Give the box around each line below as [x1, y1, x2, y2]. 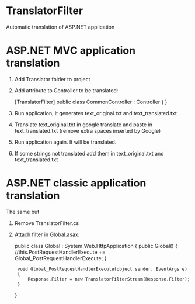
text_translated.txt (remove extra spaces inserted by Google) [14, 127, 161, 134]
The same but [6, 208, 40, 215]
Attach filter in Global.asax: [14, 231, 80, 238]
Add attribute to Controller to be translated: [14, 87, 119, 94]
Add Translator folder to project [14, 75, 90, 82]
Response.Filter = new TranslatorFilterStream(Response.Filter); [27, 276, 190, 282]
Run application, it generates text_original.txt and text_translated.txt [14, 109, 177, 116]
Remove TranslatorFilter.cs [14, 219, 79, 226]
